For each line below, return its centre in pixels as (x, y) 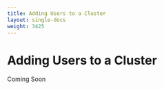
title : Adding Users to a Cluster (57, 13)
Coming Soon (27, 79)
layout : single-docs (37, 20)
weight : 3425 (26, 26)
